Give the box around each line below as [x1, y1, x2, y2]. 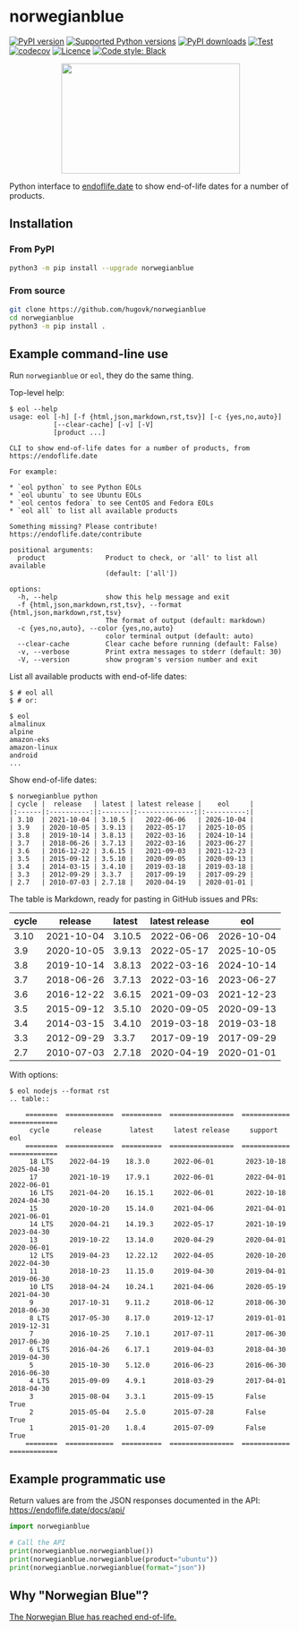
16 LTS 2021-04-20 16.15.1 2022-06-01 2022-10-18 [29, 1189, 286, 1198]
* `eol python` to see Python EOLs [9, 483, 142, 492]
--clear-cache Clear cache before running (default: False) [17, 640, 278, 649]
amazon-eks [9, 736, 50, 745]
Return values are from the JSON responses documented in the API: [9, 1495, 261, 1506]
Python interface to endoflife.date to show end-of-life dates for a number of [9, 181, 289, 192]
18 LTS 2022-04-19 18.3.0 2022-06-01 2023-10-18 [29, 1157, 286, 1166]
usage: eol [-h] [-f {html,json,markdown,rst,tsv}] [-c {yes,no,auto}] [9, 413, 282, 422]
